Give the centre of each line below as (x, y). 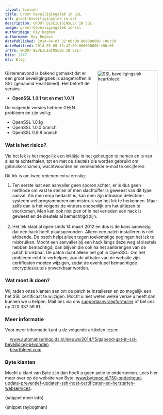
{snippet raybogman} (26, 407)
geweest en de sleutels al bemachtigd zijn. (55, 216)
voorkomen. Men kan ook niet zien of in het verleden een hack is (77, 211)
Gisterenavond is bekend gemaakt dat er (46, 73)
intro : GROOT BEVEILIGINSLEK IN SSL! (43, 50)
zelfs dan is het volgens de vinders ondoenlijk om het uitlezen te (76, 206)
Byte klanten (20, 362)
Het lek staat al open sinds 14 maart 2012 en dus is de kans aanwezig (81, 226)
